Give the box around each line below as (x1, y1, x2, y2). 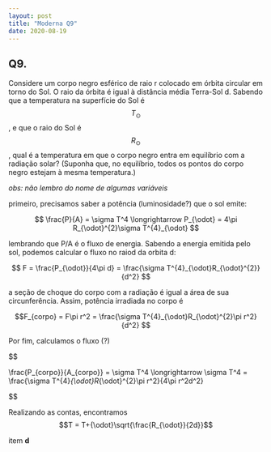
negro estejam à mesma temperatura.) (8, 167, 136, 177)
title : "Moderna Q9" (8, 19, 78, 28)
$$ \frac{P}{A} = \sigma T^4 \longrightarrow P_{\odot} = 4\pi (34, 214, 238, 224)
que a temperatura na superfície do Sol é (8, 96, 146, 105)
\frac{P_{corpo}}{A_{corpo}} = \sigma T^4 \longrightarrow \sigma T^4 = (8, 367, 248, 377)
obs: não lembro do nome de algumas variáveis (8, 183, 168, 193)
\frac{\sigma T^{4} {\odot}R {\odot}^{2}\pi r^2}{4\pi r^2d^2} (8, 376, 204, 386)
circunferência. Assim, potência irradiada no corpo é (8, 296, 184, 305)
